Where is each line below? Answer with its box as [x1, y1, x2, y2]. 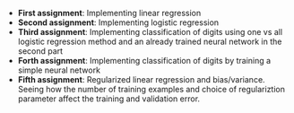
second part [17, 46, 64, 56]
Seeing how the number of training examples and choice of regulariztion [17, 84, 285, 94]
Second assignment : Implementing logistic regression [17, 17, 220, 28]
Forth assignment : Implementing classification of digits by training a [17, 56, 272, 65]
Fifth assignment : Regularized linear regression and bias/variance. [17, 74, 266, 84]
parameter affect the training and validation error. [17, 93, 200, 104]
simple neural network [17, 65, 101, 75]
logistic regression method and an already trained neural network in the [17, 36, 282, 47]
